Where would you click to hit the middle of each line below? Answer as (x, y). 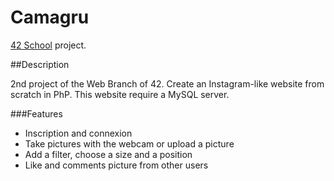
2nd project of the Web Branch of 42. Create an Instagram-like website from (167, 83)
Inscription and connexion (78, 133)
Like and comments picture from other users (116, 165)
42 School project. (48, 45)
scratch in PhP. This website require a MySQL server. (120, 94)
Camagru (50, 17)
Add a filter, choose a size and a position (108, 154)
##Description (40, 64)
